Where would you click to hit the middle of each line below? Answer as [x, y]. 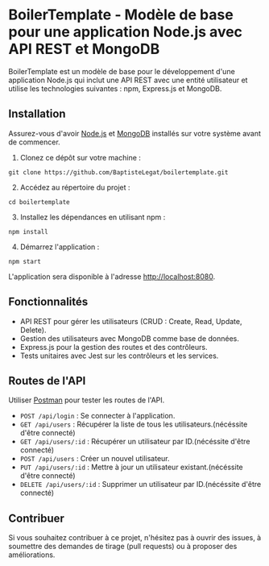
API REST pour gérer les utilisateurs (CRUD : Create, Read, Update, [131, 321]
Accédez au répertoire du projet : [75, 187]
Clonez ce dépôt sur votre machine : [80, 157]
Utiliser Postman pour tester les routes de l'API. [87, 400]
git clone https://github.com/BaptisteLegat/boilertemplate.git [118, 172]
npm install [28, 231]
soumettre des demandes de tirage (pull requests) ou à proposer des [123, 547]
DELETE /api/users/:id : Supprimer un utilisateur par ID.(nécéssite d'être [141, 485]
